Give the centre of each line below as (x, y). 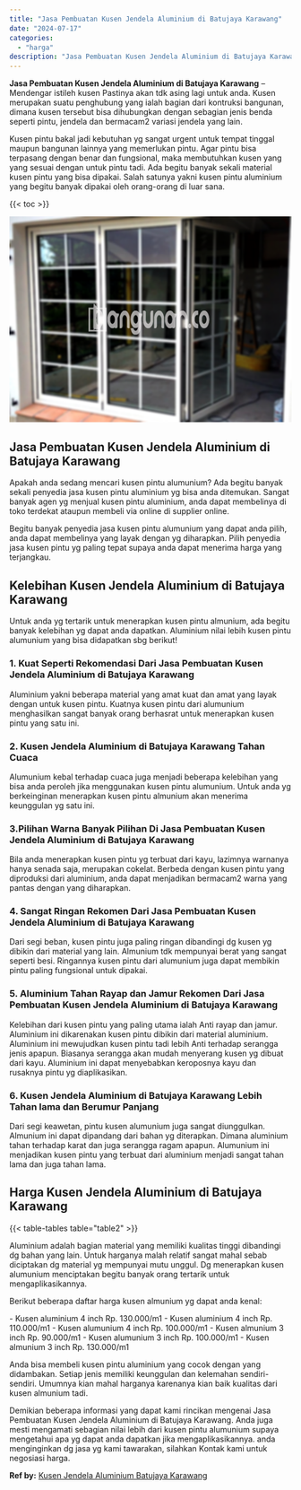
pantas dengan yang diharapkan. (70, 888)
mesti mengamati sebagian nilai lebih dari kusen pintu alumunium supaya (144, 1429)
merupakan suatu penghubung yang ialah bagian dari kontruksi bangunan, (147, 102)
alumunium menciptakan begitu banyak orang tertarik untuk (120, 1274)
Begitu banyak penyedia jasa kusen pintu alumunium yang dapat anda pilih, (148, 528)
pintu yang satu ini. (44, 723)
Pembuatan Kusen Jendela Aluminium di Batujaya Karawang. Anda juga (141, 1420)
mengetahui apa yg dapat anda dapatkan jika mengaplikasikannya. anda (142, 1439)
